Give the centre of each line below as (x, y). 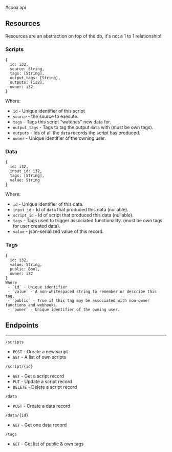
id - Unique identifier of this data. (48, 204)
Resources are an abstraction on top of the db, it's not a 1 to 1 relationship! (83, 36)
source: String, (27, 69)
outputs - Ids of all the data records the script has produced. (77, 133)
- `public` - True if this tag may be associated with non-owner (79, 300)
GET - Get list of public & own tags (48, 444)
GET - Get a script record (38, 376)
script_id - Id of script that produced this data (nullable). (73, 215)
